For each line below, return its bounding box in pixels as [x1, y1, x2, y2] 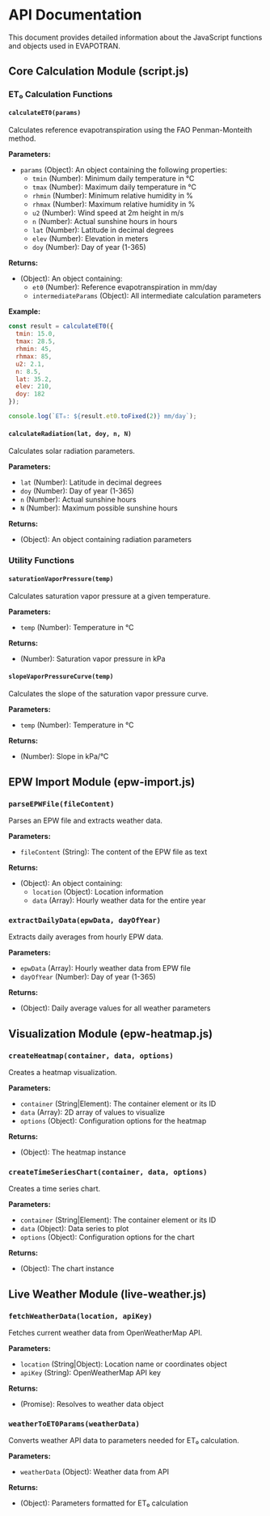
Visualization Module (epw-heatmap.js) [8, 1027, 213, 1040]
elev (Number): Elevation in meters [32, 234, 149, 243]
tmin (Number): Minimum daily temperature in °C [32, 174, 195, 184]
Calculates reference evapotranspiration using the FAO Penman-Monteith [8, 125, 253, 135]
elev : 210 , [15, 383, 53, 391]
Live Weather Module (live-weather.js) [8, 1287, 207, 1301]
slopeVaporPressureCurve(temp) [8, 672, 114, 680]
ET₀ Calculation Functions [8, 89, 113, 100]
